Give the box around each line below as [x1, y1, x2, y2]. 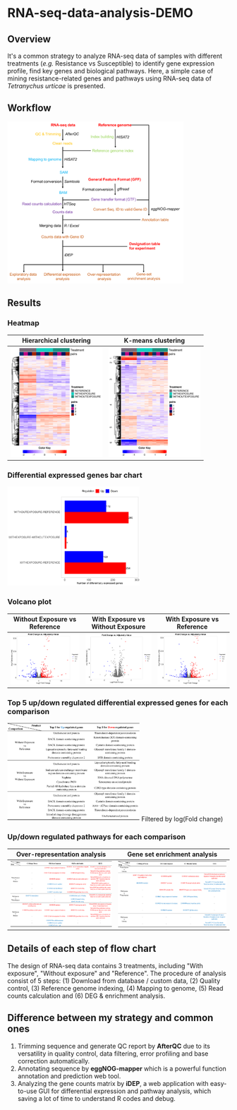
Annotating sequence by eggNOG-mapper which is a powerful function [17, 1064, 227, 1073]
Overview [7, 33, 51, 45]
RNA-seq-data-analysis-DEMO [7, 5, 194, 21]
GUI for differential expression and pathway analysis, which [38, 1087, 212, 1095]
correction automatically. [17, 1056, 90, 1065]
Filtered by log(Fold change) [140, 814, 224, 823]
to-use [17, 1087, 37, 1095]
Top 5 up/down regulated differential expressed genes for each [7, 697, 229, 707]
